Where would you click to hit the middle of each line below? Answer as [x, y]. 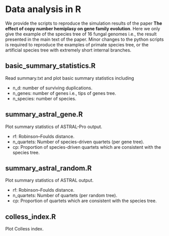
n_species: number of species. [44, 98]
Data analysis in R [43, 9]
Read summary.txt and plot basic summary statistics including [70, 78]
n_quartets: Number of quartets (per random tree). [65, 196]
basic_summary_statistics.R [50, 66]
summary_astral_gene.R [44, 114]
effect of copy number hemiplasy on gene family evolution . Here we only [83, 28]
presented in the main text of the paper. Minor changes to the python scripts [84, 39]
